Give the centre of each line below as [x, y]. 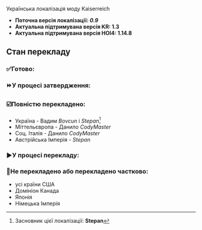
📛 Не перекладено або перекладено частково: [77, 172]
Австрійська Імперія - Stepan [53, 140]
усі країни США [35, 184]
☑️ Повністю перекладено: [46, 104]
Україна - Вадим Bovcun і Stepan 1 [58, 120]
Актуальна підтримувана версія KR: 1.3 [67, 27]
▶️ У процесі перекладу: [43, 156]
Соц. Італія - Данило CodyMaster [57, 133]
